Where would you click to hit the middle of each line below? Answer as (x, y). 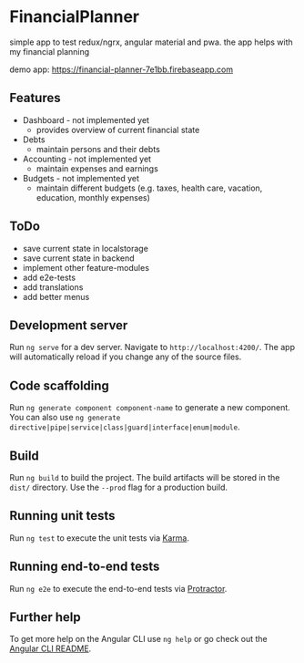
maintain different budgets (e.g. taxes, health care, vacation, (149, 188)
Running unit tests (62, 516)
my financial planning (50, 51)
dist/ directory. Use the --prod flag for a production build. (118, 487)
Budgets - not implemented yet (81, 178)
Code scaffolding (59, 385)
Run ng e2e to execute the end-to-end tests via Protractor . (118, 588)
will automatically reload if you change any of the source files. (126, 357)
